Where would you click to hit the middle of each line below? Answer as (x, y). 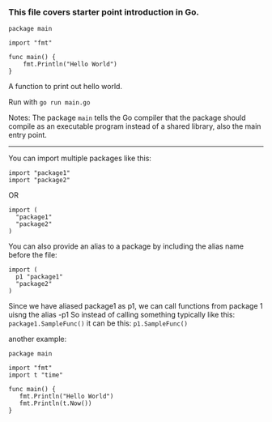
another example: (38, 339)
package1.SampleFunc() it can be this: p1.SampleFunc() (98, 323)
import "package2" (39, 181)
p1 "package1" (39, 277)
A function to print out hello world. (66, 87)
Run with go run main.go (49, 102)
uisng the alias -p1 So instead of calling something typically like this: (122, 315)
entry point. (28, 135)
